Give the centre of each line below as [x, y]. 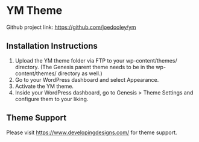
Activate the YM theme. [44, 86]
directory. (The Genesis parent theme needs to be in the [85, 67]
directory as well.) [80, 73]
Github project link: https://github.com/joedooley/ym [71, 27]
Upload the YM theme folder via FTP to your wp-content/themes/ [96, 60]
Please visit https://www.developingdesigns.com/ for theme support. [92, 132]
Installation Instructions [52, 46]
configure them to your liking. [52, 99]
